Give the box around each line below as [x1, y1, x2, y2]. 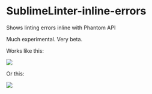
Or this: [6, 70, 25, 77]
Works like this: [6, 47, 44, 54]
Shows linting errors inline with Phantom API [6, 24, 116, 31]
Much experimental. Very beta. [6, 35, 83, 43]
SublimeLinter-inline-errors [6, 4, 147, 18]
